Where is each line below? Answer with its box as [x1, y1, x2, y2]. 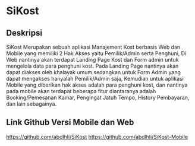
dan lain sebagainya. [6, 100, 57, 107]
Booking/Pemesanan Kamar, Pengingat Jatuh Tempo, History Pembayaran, [6, 94, 190, 101]
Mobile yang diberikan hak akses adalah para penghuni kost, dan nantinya [6, 81, 188, 88]
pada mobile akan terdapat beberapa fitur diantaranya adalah [6, 88, 156, 94]
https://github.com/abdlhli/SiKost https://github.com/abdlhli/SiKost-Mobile [6, 133, 188, 140]
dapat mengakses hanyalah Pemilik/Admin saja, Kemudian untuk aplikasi [6, 75, 184, 82]
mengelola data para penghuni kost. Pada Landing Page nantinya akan [6, 62, 179, 69]
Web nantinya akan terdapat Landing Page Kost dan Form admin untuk [6, 56, 179, 63]
